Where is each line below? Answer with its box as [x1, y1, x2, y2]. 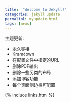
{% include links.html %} [5, 92, 55, 98]
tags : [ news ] [5, 21, 32, 26]
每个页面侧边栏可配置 [12, 82, 55, 88]
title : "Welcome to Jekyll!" [5, 7, 67, 12]
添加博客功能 [12, 76, 38, 82]
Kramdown [12, 51, 35, 57]
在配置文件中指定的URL [12, 57, 60, 63]
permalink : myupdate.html [5, 16, 58, 21]
